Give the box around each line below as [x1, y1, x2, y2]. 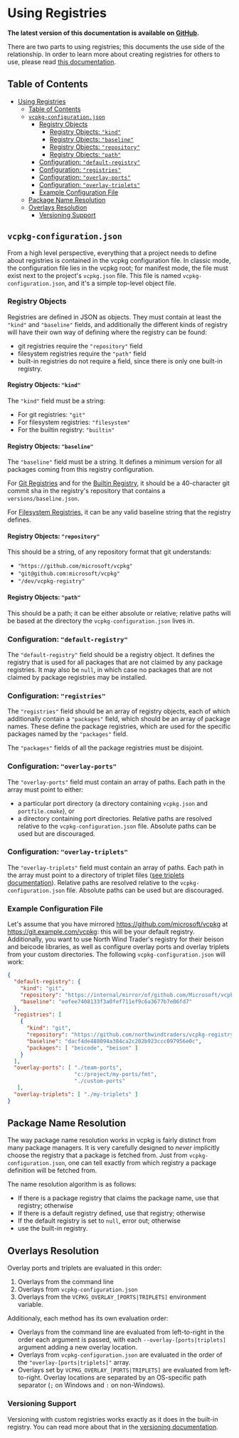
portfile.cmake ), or [17, 807, 75, 815]
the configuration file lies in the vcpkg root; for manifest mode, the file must [7, 264, 229, 272]
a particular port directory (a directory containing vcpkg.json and [17, 799, 208, 807]
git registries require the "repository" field [17, 341, 143, 350]
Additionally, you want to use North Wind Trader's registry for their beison [7, 935, 224, 943]
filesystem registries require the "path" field [17, 349, 147, 358]
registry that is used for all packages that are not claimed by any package [7, 658, 223, 666]
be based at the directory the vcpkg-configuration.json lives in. [7, 616, 195, 625]
